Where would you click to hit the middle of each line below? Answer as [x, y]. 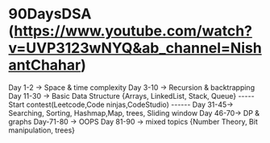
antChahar [45, 65]
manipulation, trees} [42, 130]
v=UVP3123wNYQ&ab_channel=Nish [135, 48]
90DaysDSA [50, 14]
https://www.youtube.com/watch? [133, 31]
